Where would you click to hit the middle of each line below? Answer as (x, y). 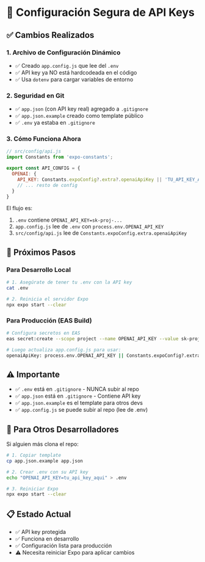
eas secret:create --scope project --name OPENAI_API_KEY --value (92, 338)
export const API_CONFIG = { (43, 168)
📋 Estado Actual (39, 514)
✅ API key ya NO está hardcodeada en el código (76, 72)
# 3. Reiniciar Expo (33, 489)
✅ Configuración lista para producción (63, 546)
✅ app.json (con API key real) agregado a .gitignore (81, 109)
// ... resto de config (48, 185)
